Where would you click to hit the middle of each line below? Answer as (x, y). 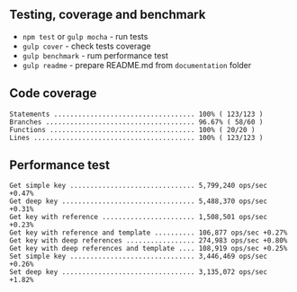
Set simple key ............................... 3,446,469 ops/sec (139, 257)
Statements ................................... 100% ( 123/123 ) (136, 114)
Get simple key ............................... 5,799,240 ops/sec (139, 186)
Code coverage (53, 93)
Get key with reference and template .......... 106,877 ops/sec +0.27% (148, 233)
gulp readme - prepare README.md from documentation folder (137, 65)
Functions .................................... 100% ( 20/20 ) (132, 129)
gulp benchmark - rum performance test (95, 55)
